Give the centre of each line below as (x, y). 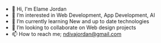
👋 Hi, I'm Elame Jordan (39, 9)
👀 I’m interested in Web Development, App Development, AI (83, 15)
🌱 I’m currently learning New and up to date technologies (80, 21)
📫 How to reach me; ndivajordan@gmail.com (66, 34)
